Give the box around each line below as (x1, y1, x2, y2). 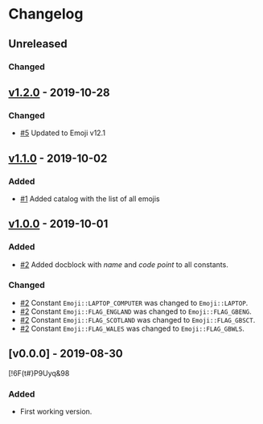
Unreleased (8, 37, 68, 51)
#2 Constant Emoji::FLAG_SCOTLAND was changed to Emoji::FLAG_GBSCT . (19, 315, 256, 324)
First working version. (19, 406, 92, 416)
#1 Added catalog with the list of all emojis (19, 194, 160, 204)
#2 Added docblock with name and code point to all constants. (19, 259, 229, 270)
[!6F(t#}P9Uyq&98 (8, 368, 70, 378)
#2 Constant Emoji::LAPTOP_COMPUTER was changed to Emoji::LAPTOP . (19, 298, 249, 307)
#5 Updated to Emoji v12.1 (19, 128, 106, 138)
